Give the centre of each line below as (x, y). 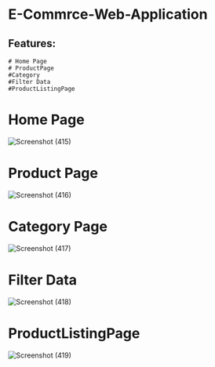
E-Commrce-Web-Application (108, 15)
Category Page (58, 227)
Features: (32, 44)
